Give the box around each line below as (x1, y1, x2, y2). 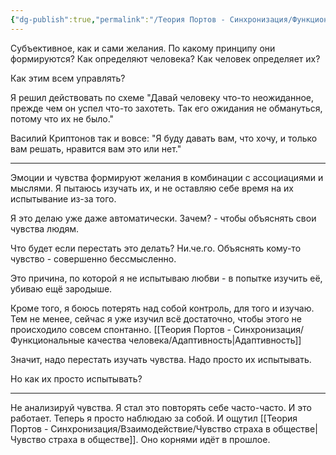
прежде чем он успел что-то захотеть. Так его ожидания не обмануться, (10, 102, 323, 114)
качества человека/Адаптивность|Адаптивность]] (86, 334, 302, 346)
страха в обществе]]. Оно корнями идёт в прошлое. (48, 433, 271, 445)
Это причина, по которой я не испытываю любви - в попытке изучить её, (10, 272, 323, 284)
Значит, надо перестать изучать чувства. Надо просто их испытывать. (10, 353, 312, 365)
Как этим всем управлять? (10, 72, 126, 84)
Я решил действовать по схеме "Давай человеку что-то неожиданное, (10, 91, 315, 103)
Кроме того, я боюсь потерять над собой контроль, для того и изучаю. (10, 302, 315, 314)
